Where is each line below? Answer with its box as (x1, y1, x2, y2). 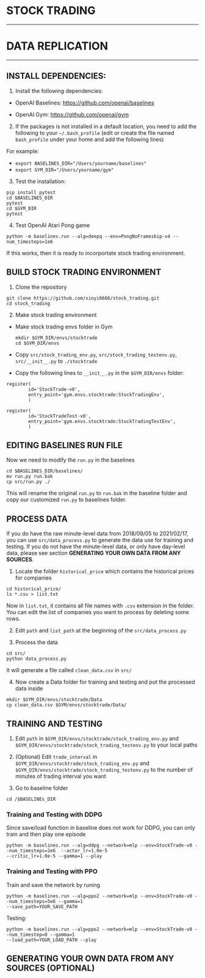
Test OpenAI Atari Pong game (15, 221, 90, 229)
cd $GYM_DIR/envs (15, 340, 60, 346)
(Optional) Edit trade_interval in (15, 753, 98, 760)
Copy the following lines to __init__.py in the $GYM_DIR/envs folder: (15, 369, 184, 376)
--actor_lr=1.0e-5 (60, 848, 108, 854)
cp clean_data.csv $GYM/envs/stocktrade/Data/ (6, 702, 127, 708)
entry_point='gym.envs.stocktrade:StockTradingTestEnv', (28, 418, 176, 424)
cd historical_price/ (6, 586, 62, 592)
